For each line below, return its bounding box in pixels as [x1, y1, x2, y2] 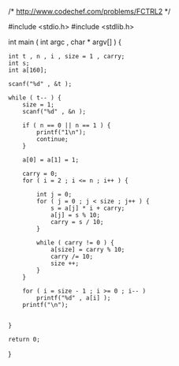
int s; [8, 59, 30, 67]
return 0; [8, 335, 41, 343]
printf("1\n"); [36, 129, 87, 136]
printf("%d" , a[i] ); [36, 294, 111, 302]
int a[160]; [8, 66, 47, 74]
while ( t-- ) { [8, 94, 62, 102]
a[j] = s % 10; [50, 211, 101, 219]
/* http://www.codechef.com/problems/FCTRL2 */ [8, 7, 171, 16]
